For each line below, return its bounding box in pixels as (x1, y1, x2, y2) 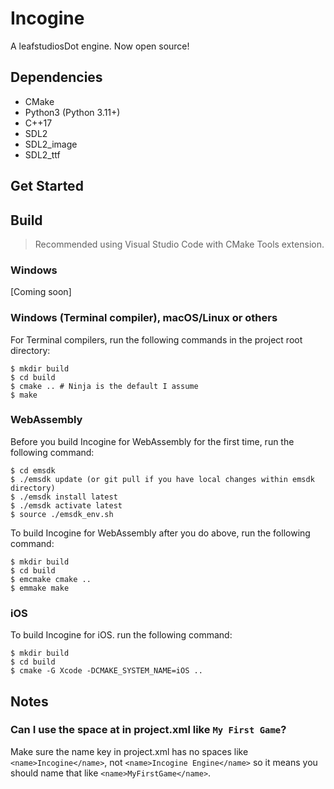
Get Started (10, 178, 84, 195)
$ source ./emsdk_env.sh (10, 509, 114, 519)
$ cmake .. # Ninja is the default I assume (10, 381, 199, 391)
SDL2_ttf (24, 148, 61, 161)
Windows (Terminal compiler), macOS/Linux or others (10, 311, 278, 325)
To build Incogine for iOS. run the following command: (10, 629, 233, 641)
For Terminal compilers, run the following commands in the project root (10, 333, 303, 346)
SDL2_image (24, 138, 78, 150)
